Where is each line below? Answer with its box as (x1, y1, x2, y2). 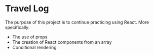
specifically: (5, 24, 30, 30)
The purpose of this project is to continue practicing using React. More (5, 19, 149, 25)
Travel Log (5, 3, 49, 14)
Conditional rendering (12, 44, 57, 50)
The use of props (12, 34, 48, 40)
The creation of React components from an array (12, 39, 112, 45)
